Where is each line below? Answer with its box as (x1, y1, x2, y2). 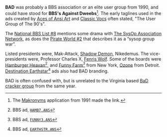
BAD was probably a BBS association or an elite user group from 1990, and (5, 4, 159, 10)
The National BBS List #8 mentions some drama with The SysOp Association (5, 30, 162, 36)
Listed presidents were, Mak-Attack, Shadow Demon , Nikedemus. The (5, 51, 149, 57)
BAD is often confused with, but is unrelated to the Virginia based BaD (5, 77, 149, 83)
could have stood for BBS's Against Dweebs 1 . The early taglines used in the (5, 9, 162, 16)
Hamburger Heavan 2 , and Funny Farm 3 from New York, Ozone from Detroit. (5, 61, 161, 68)
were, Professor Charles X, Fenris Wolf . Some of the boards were (28, 56, 162, 62)
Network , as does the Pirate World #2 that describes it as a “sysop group (5, 36, 155, 42)
